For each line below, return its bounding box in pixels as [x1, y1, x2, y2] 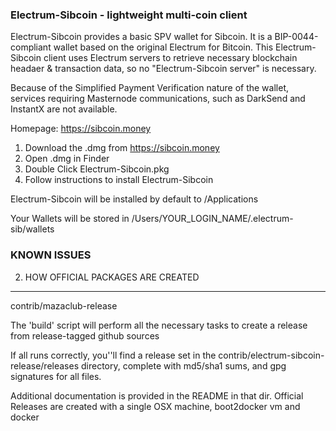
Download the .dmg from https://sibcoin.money [24, 142, 220, 154]
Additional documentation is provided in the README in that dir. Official [10, 389, 304, 402]
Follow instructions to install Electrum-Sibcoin [24, 174, 214, 186]
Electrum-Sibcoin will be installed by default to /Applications [10, 193, 259, 205]
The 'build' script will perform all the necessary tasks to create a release [10, 319, 308, 331]
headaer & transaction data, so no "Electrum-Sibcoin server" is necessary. [10, 63, 317, 75]
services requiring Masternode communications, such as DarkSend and [10, 93, 306, 105]
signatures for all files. [10, 370, 102, 382]
